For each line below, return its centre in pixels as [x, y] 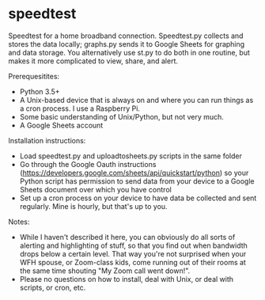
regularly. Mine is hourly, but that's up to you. [93, 206]
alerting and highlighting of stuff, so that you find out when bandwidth [133, 245]
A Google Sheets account [61, 125]
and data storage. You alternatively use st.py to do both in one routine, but [129, 52]
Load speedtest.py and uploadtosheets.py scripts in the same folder [131, 156]
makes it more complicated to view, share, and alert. [93, 61]
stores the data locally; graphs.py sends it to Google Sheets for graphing [127, 44]
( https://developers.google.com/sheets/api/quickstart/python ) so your [134, 173]
